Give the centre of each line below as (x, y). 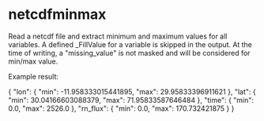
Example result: (34, 76)
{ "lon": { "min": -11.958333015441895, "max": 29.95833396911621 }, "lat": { (132, 91)
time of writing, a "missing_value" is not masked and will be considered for (129, 53)
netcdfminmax (57, 15)
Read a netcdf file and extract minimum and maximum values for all (118, 36)
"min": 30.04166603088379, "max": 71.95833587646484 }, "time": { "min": (131, 100)
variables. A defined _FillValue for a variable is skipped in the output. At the (130, 44)
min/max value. (33, 61)
